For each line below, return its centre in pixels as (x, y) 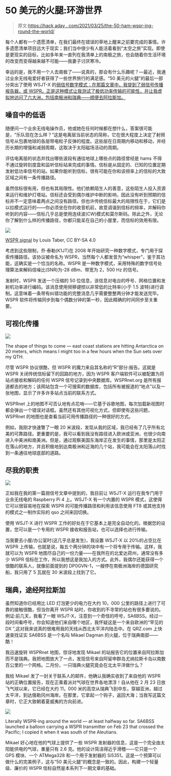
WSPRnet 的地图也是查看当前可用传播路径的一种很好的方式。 (69, 416)
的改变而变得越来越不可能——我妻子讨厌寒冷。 (54, 61)
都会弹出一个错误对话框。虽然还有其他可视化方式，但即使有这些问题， (79, 410)
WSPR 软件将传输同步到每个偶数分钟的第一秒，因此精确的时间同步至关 (79, 300)
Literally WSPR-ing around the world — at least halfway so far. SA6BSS (80, 721)
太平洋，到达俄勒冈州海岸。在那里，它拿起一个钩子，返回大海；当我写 (79, 695)
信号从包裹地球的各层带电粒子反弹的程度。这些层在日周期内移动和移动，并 (83, 141)
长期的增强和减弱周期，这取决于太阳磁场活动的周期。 (65, 147)
